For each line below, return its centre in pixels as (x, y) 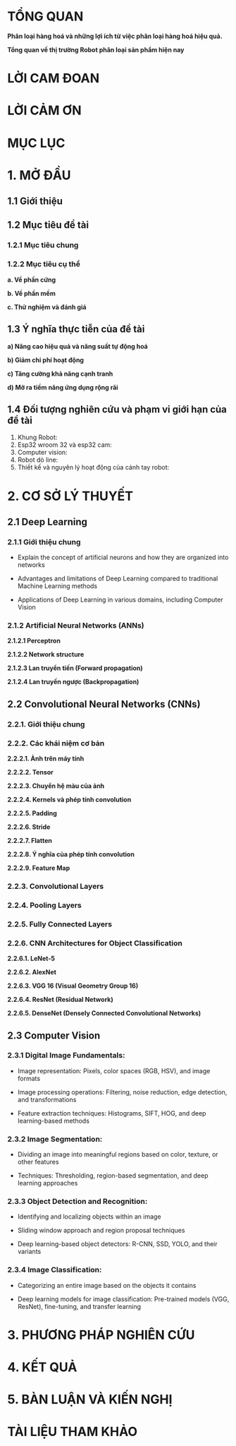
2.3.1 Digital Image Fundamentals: (66, 1056)
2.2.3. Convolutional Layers (56, 886)
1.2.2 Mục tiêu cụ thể (44, 264)
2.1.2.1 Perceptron (34, 641)
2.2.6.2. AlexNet (32, 972)
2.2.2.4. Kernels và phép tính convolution (69, 800)
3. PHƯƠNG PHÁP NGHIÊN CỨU (101, 1335)
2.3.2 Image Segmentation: (55, 1139)
